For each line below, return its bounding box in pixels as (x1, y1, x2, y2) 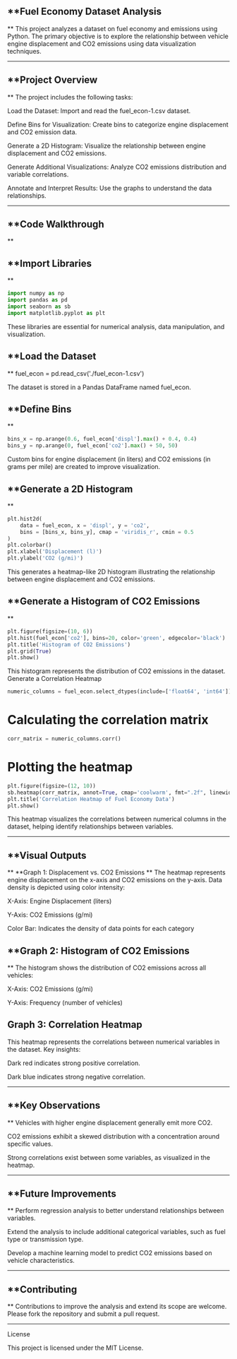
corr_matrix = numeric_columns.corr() (7, 735, 121, 742)
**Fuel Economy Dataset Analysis (7, 6, 162, 18)
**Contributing (7, 1283, 78, 1295)
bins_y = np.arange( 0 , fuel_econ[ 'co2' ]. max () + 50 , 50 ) (7, 442, 178, 449)
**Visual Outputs (7, 849, 87, 861)
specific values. (7, 1139, 53, 1148)
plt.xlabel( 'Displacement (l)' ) (7, 548, 102, 555)
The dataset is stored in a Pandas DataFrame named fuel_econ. (7, 383, 192, 391)
